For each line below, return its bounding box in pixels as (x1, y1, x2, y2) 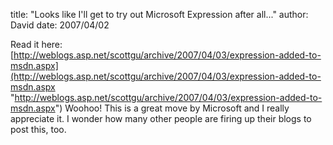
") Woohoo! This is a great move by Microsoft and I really (54, 102, 290, 114)
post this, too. (10, 124, 67, 135)
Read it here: (10, 39, 63, 50)
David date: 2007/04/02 (10, 19, 110, 31)
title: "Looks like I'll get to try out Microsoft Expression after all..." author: (10, 9, 309, 20)
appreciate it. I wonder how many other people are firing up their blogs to (10, 113, 312, 124)
